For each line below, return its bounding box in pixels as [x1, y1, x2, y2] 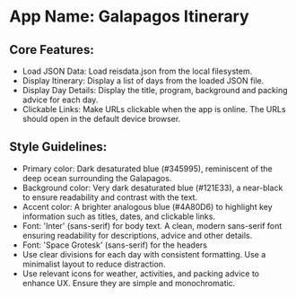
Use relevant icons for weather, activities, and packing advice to [22, 267, 260, 279]
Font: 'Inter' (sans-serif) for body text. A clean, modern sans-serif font [22, 220, 283, 231]
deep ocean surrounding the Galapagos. [22, 172, 172, 183]
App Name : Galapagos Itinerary [9, 6, 249, 27]
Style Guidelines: [9, 139, 108, 154]
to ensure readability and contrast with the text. [22, 191, 198, 203]
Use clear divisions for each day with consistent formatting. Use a [22, 249, 266, 259]
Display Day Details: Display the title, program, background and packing [22, 85, 289, 95]
